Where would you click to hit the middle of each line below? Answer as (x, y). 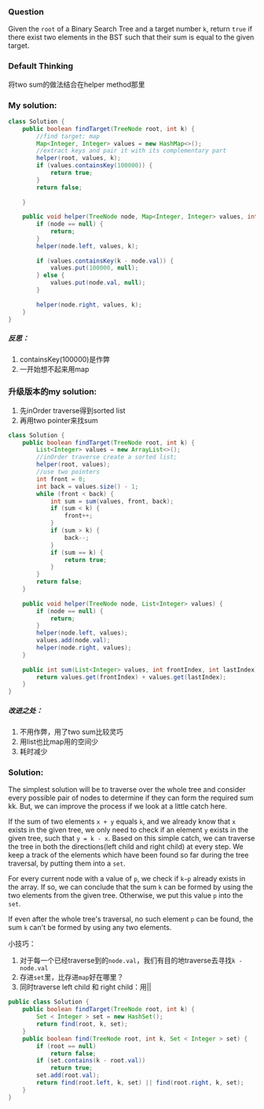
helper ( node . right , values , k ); (90, 305)
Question (26, 12)
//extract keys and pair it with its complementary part (131, 151)
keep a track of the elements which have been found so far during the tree (128, 855)
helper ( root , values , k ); (79, 158)
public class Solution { (49, 1002)
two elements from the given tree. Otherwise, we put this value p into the (126, 895)
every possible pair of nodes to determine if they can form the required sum (131, 798)
